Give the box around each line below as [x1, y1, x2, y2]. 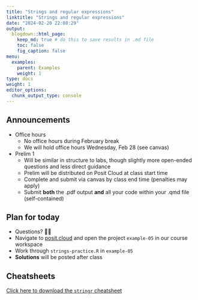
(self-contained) [23, 195, 64, 202]
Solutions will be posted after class [14, 254, 103, 261]
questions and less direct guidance [23, 163, 111, 170]
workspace [14, 241, 43, 248]
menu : [6, 54, 20, 60]
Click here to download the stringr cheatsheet [6, 287, 122, 295]
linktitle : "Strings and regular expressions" [6, 14, 125, 20]
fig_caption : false [17, 48, 66, 54]
